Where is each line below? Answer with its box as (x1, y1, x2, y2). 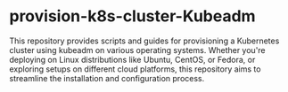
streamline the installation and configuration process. (9, 73, 205, 83)
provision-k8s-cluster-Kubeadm (9, 6, 256, 27)
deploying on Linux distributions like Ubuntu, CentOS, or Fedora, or (9, 54, 256, 65)
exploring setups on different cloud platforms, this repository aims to (9, 64, 261, 74)
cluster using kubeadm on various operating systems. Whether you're (9, 44, 266, 55)
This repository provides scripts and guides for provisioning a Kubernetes (9, 35, 280, 46)
